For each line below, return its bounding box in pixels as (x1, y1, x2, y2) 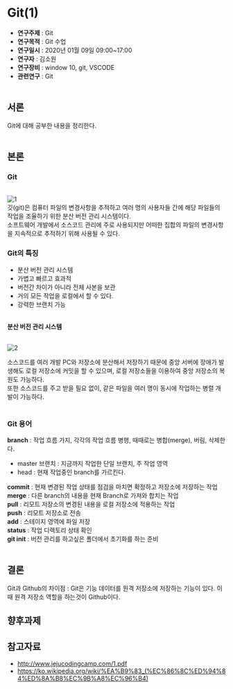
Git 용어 (7, 419, 33, 428)
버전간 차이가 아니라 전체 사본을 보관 (17, 283, 116, 291)
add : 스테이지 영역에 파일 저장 (7, 518, 91, 526)
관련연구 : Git (17, 71, 53, 80)
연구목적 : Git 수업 (17, 37, 67, 46)
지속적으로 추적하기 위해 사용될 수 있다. (14, 229, 120, 238)
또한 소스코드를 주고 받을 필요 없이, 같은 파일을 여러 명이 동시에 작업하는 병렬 (7, 383, 214, 392)
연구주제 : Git (17, 28, 53, 37)
